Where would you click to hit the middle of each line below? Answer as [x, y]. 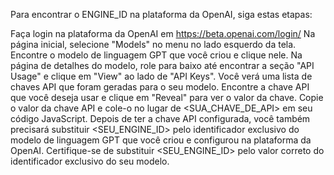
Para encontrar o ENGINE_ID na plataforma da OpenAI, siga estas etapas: [161, 14]
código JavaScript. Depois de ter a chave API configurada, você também [160, 118]
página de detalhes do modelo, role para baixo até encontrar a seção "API [162, 65]
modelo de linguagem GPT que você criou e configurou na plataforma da [161, 140]
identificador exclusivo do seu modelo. [90, 161]
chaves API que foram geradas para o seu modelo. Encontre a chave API [160, 87]
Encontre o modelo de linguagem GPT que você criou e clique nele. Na [156, 55]
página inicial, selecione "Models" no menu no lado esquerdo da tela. [153, 44]
